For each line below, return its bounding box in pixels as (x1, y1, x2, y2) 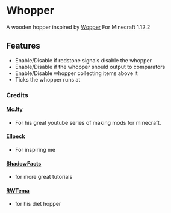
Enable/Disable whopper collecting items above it (14, 70, 138, 77)
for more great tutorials (14, 173, 73, 181)
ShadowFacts (6, 160, 42, 167)
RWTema (6, 187, 30, 194)
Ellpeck (6, 133, 25, 140)
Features (6, 41, 40, 51)
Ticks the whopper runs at (14, 76, 81, 83)
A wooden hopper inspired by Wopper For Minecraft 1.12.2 (6, 23, 151, 31)
